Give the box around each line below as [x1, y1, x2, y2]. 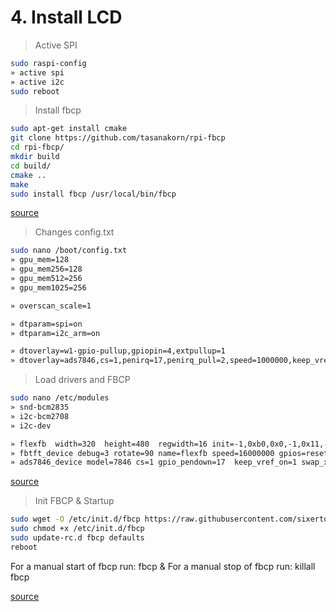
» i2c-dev [10, 421, 52, 431]
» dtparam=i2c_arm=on [10, 328, 101, 338]
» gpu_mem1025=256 [10, 282, 87, 293]
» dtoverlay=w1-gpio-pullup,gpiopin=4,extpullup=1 [10, 346, 226, 356]
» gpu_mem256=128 [10, 264, 83, 275]
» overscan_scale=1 [10, 301, 92, 311]
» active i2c [10, 77, 65, 87]
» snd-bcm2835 [10, 402, 70, 413]
